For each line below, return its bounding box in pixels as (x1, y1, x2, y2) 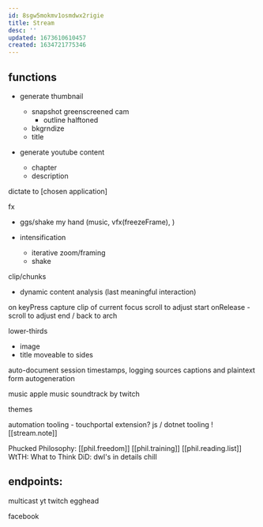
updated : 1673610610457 (8, 33, 87, 42)
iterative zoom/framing (31, 247, 106, 258)
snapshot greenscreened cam (31, 106, 130, 116)
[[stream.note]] (8, 428, 58, 437)
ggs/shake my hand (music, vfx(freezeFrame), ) (19, 217, 175, 227)
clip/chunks (8, 271, 47, 281)
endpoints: (8, 475, 63, 488)
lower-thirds (8, 326, 48, 335)
